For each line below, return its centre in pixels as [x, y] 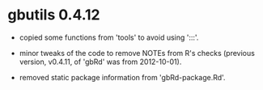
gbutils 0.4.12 [54, 15]
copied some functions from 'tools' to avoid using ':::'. [109, 37]
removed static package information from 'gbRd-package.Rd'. [122, 77]
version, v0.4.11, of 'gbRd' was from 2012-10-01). [100, 62]
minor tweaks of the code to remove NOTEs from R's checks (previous [137, 53]
